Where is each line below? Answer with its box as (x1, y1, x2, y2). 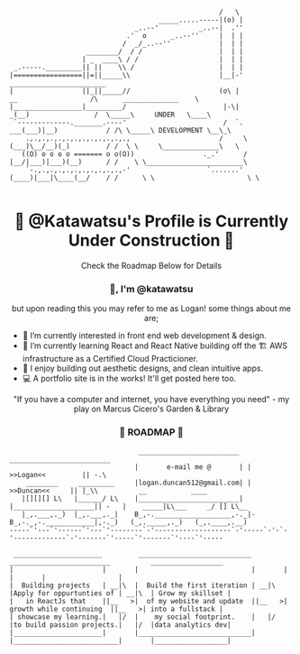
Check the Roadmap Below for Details (80, 260, 223, 271)
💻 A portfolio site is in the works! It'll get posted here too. (22, 373, 237, 384)
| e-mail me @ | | (133, 462, 252, 472)
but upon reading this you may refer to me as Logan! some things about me (12, 303, 291, 314)
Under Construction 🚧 (68, 230, 235, 251)
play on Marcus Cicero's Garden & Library (73, 403, 230, 414)
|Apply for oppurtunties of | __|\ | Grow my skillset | (9, 588, 232, 598)
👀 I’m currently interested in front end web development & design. (22, 330, 268, 341)
